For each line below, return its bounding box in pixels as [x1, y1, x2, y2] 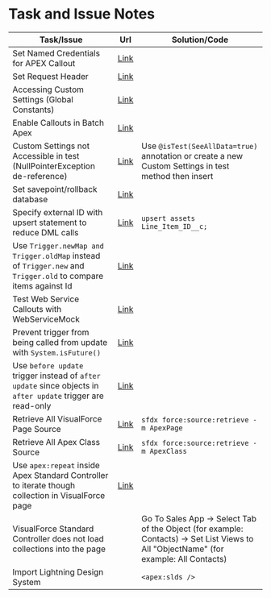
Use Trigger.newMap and [12, 239, 105, 251]
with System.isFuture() [12, 347, 102, 358]
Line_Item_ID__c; [140, 222, 208, 230]
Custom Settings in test [140, 160, 230, 172]
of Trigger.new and [12, 260, 85, 271]
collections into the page [12, 543, 106, 554]
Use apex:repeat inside [12, 459, 101, 471]
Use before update [12, 359, 84, 371]
